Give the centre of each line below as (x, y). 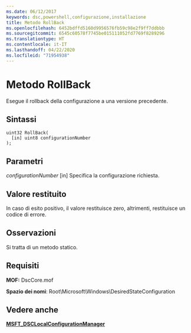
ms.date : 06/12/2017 (32, 11)
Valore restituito (36, 194)
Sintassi (21, 119)
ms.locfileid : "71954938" (38, 55)
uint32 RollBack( (27, 133)
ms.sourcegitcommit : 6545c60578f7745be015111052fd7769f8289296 (85, 34)
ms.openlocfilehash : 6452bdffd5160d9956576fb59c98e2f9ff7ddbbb (85, 28)
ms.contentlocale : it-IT (37, 45)
